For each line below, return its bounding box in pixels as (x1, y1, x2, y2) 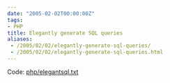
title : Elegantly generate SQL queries (7, 29, 123, 37)
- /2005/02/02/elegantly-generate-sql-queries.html (10, 49, 164, 56)
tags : (7, 17, 23, 24)
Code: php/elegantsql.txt (7, 67, 79, 76)
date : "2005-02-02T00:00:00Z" (7, 10, 95, 17)
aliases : (7, 36, 33, 43)
